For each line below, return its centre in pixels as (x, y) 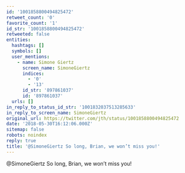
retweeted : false (28, 34)
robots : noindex (27, 135)
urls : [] (23, 101)
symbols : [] (27, 51)
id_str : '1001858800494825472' (45, 29)
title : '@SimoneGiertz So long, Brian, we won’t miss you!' (83, 146)
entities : (19, 40)
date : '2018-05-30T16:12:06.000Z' (50, 124)
